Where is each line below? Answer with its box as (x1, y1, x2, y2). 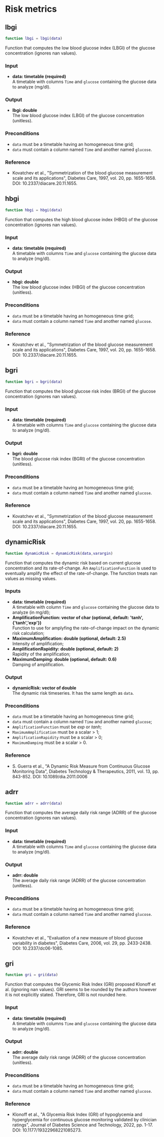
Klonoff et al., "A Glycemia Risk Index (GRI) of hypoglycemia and (12, 1111, 142, 1117)
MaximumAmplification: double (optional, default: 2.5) (12, 635, 126, 641)
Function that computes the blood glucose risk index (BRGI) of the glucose (5, 388, 156, 394)
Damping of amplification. (12, 661, 65, 667)
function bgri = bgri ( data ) (5, 379, 63, 384)
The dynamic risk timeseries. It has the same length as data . (12, 690, 134, 696)
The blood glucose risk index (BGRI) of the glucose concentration (12, 456, 145, 462)
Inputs (5, 588, 21, 595)
